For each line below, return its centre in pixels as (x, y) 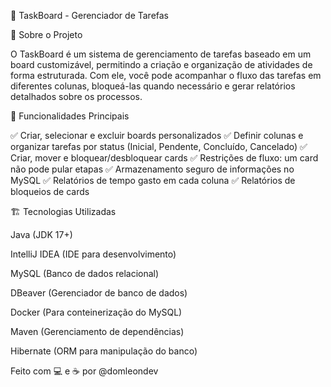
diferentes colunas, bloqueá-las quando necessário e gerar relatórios (153, 86)
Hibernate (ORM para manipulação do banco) (104, 351)
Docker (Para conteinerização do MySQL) (96, 312)
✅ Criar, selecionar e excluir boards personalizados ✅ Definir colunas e (157, 135)
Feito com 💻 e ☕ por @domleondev (84, 371)
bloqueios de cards (50, 191)
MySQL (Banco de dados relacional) (85, 273)
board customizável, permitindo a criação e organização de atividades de (161, 64)
